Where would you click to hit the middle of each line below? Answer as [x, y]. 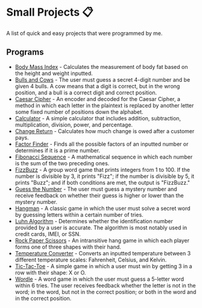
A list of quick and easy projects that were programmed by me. [84, 33]
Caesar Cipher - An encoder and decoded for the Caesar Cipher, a [98, 99]
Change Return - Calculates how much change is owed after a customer [105, 131]
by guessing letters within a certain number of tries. [79, 215]
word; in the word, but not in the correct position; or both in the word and [106, 292]
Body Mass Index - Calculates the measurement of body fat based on [101, 67]
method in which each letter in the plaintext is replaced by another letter [104, 105]
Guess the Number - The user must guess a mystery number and [96, 189]
